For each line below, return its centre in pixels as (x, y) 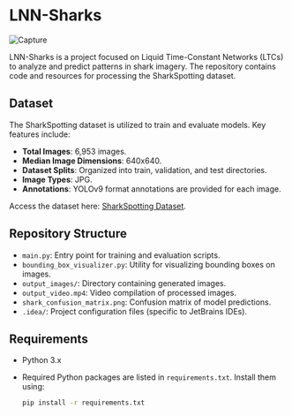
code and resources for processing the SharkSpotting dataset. (123, 75)
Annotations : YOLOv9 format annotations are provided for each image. (151, 189)
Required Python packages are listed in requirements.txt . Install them (149, 377)
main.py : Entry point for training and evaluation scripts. (121, 255)
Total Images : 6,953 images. (74, 151)
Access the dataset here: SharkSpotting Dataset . (98, 206)
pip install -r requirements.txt (83, 403)
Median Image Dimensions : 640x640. (92, 161)
